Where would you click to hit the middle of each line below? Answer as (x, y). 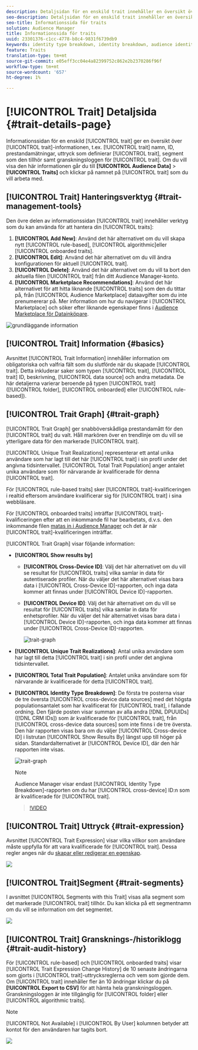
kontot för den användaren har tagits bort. (57, 1029)
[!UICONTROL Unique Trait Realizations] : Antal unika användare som (99, 651)
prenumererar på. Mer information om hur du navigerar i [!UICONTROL (100, 301)
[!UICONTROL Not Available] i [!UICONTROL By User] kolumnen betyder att (98, 1023)
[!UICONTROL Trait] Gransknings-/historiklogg (94, 939)
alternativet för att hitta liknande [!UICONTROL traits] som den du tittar (100, 289)
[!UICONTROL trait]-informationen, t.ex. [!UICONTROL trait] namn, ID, (90, 147)
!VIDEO (38, 808)
